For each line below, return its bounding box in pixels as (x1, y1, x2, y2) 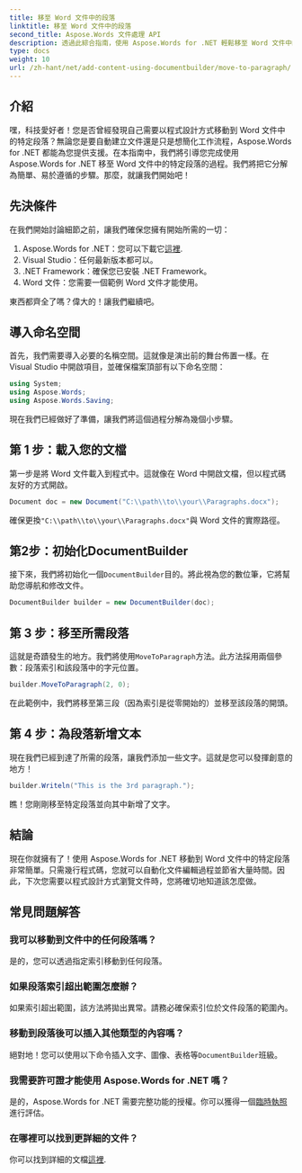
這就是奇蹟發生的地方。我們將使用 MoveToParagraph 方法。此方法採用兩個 (9, 651, 275, 662)
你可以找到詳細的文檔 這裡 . (9, 1154, 107, 1165)
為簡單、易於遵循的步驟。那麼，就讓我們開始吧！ (9, 169, 191, 180)
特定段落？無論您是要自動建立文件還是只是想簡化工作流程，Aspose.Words (16, 136, 292, 147)
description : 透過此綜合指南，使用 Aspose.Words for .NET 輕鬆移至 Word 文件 (9, 38, 286, 48)
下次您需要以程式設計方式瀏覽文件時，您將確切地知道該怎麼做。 (24, 875, 262, 886)
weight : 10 (9, 55, 50, 64)
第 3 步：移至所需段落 (9, 625, 129, 640)
